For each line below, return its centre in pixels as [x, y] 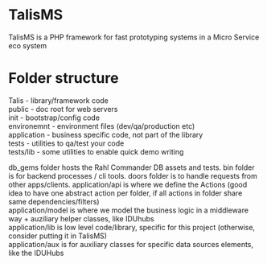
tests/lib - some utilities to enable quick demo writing [96, 151]
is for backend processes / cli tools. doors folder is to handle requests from [133, 175]
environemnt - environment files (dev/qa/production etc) [102, 126]
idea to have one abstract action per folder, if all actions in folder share [125, 193]
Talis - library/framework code [58, 100]
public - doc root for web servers [63, 109]
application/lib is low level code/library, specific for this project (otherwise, [132, 227]
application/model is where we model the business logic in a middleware [129, 210]
